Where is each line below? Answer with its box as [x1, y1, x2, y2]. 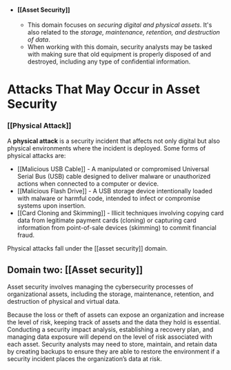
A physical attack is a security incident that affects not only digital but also [7, 137, 221, 145]
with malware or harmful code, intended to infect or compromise [17, 194, 201, 202]
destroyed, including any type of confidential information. [27, 57, 191, 66]
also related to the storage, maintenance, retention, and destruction [27, 28, 221, 37]
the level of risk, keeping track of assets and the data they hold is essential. [7, 318, 221, 326]
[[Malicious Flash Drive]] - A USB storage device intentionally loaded [17, 186, 212, 195]
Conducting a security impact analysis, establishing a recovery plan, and [7, 325, 214, 333]
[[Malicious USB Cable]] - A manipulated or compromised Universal [17, 164, 210, 173]
